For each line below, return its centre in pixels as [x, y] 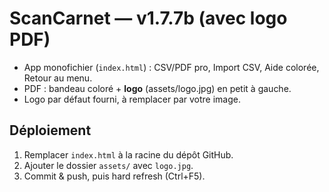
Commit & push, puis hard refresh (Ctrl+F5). [114, 176]
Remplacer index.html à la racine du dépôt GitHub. [128, 154]
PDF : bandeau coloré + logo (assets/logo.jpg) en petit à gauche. [157, 88]
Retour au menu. [58, 78]
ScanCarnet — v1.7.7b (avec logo [148, 18]
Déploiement [50, 130]
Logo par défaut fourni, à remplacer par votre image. [132, 99]
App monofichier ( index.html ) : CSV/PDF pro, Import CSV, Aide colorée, [171, 67]
